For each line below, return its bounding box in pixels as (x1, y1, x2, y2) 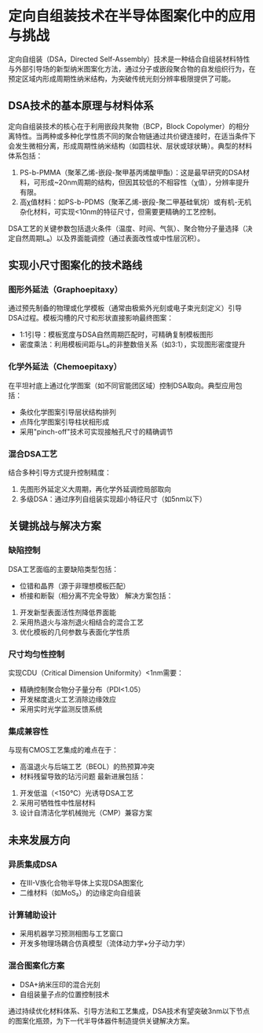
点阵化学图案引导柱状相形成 (19, 417, 110, 427)
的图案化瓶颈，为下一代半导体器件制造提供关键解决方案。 (8, 1016, 194, 1025)
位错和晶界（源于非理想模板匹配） (19, 581, 130, 590)
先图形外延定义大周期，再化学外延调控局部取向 (19, 485, 171, 494)
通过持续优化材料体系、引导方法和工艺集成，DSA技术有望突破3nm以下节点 (8, 1006, 250, 1016)
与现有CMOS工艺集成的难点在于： (8, 745, 119, 755)
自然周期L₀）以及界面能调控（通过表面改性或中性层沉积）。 (14, 233, 205, 243)
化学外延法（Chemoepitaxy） (8, 361, 122, 372)
